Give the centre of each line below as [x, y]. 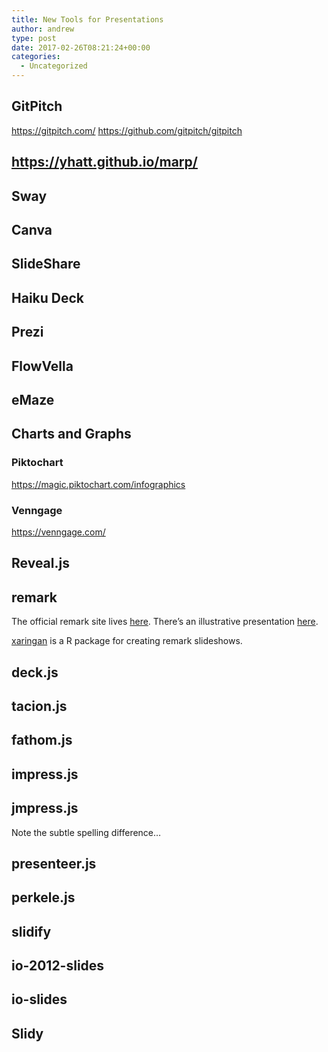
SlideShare [46, 264]
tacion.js [39, 706]
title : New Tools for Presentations [87, 19]
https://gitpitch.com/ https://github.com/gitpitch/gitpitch [127, 130]
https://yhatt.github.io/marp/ [104, 162]
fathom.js [42, 740]
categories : [36, 57]
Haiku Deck [48, 297]
